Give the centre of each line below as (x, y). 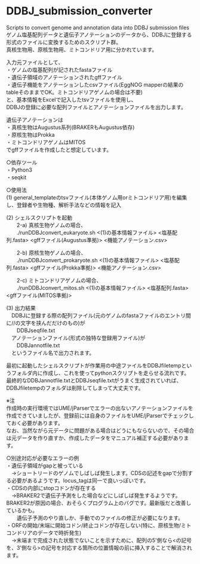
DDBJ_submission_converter (79, 11)
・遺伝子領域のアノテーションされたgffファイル (64, 77)
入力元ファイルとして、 (35, 62)
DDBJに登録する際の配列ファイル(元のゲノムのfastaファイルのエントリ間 (101, 315)
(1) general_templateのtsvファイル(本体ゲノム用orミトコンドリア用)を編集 (97, 197)
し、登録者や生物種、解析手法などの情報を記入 (64, 205)
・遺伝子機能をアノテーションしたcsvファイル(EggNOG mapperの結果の (95, 84)
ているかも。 (22, 510)
